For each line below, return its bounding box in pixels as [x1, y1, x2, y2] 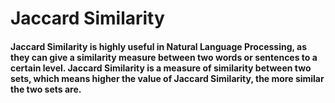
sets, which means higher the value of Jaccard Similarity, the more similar [10, 72, 325, 84]
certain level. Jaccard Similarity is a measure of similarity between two [10, 62, 312, 74]
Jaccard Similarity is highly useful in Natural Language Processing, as [10, 40, 308, 52]
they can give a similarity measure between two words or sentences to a [10, 51, 318, 63]
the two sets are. [10, 83, 82, 95]
